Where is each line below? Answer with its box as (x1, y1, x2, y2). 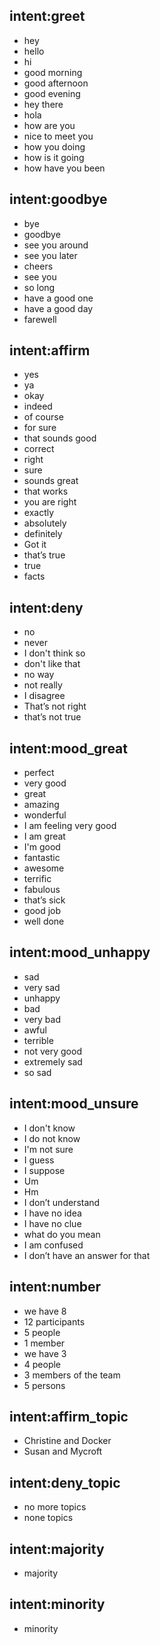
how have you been (23, 162, 106, 174)
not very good (23, 1045, 82, 1057)
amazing (23, 799, 60, 811)
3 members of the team (23, 1369, 121, 1381)
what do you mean (23, 1228, 101, 1240)
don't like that (23, 658, 81, 670)
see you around (23, 239, 89, 251)
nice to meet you (23, 130, 94, 142)
